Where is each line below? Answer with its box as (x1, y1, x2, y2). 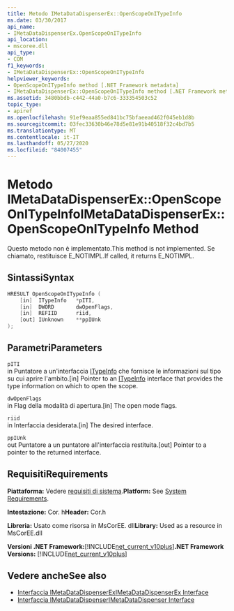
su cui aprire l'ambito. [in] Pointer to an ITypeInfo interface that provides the (7, 374, 224, 383)
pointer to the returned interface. (7, 448, 102, 456)
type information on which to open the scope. (7, 381, 138, 390)
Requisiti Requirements (7, 469, 109, 480)
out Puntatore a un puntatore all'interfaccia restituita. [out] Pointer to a (7, 441, 207, 449)
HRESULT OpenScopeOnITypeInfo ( (7, 290, 101, 297)
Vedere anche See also (7, 570, 107, 582)
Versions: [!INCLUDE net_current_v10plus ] (7, 550, 127, 558)
